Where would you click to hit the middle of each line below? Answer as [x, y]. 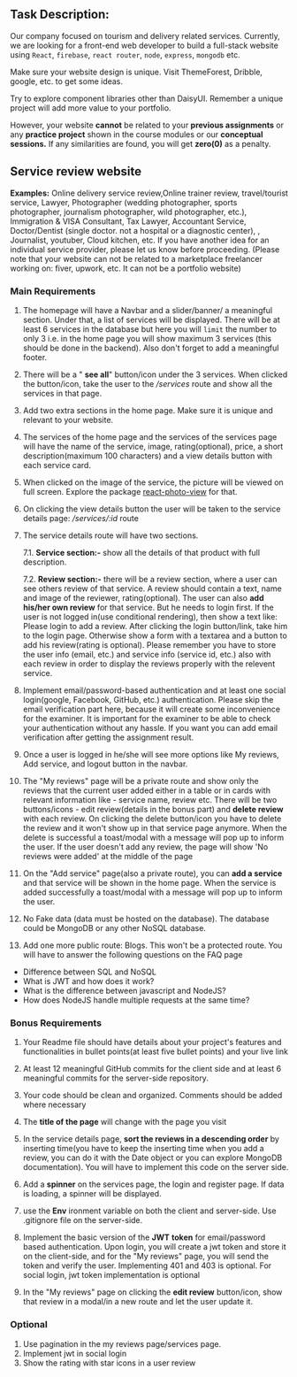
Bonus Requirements [56, 1023]
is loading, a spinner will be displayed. [92, 1194]
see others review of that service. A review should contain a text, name [152, 588]
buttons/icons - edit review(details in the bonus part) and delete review [153, 809]
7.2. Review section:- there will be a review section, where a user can [150, 579]
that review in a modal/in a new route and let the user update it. [138, 1302]
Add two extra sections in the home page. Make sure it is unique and [148, 410]
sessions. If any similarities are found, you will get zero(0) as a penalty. [141, 143]
